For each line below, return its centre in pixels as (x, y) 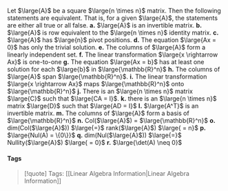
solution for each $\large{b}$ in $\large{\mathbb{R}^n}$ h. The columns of (114, 69)
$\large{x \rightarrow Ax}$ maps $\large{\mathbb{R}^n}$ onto (96, 84)
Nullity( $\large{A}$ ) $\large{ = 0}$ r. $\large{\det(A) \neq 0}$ (95, 142)
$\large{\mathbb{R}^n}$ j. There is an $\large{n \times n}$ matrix (100, 91)
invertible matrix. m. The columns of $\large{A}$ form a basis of (98, 113)
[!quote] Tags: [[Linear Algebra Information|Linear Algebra (106, 174)
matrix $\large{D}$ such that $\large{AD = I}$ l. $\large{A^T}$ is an (103, 106)
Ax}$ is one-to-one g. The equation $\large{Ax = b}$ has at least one (106, 62)
